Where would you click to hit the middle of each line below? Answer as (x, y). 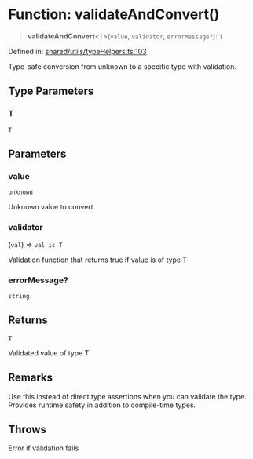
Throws (27, 429)
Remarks (31, 378)
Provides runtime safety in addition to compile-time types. (102, 405)
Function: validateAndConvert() (114, 15)
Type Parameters (51, 91)
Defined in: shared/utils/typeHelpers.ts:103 (77, 51)
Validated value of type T (49, 353)
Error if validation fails (44, 448)
